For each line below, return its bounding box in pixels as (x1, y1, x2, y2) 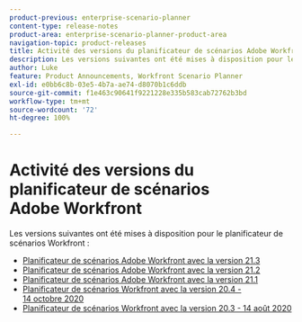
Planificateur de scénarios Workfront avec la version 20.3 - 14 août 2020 (22, 303, 292, 314)
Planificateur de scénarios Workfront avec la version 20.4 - (22, 284, 242, 295)
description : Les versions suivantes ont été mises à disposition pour (9, 55, 283, 64)
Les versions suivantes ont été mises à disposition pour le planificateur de (9, 228, 283, 239)
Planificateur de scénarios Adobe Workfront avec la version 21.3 (22, 255, 261, 266)
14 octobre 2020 (22, 293, 84, 304)
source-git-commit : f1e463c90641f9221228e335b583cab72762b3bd (9, 88, 247, 97)
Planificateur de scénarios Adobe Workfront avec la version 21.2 (22, 264, 261, 275)
